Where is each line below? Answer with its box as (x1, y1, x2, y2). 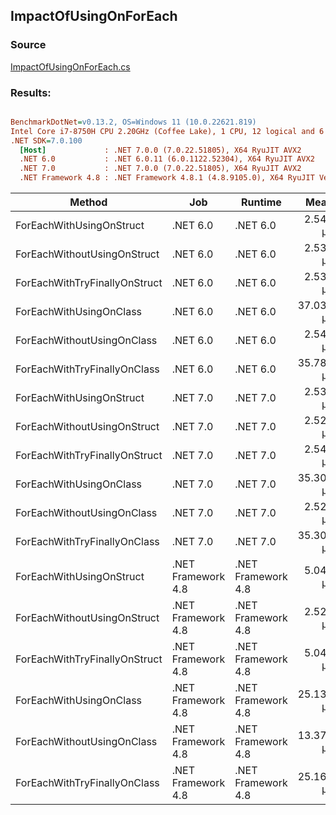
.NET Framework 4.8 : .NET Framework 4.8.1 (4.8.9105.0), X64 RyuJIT (19, 173, 315, 183)
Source (10, 38, 47, 52)
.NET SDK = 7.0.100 (10, 135, 83, 146)
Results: (10, 85, 52, 99)
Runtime (241, 195, 282, 209)
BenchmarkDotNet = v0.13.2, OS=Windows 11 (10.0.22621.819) (10, 117, 257, 127)
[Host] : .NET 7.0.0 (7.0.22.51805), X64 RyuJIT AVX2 (19, 145, 302, 155)
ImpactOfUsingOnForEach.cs (10, 60, 131, 73)
